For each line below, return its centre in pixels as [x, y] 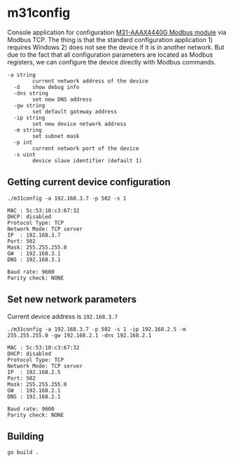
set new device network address [80, 124]
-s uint [25, 154]
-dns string [31, 93]
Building [26, 436]
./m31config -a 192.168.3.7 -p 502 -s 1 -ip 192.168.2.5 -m [97, 329]
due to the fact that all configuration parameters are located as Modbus [110, 55]
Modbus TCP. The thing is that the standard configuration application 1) [110, 39]
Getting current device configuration [89, 182]
